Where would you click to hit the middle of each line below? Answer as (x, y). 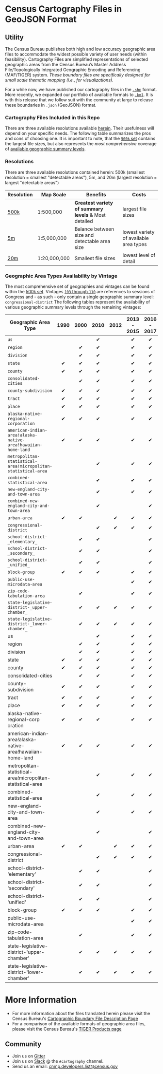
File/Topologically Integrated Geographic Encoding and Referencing (73, 70)
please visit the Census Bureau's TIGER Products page (67, 1029)
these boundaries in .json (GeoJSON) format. (51, 105)
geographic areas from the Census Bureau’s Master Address (65, 65)
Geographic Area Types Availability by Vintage (61, 276)
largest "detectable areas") (32, 182)
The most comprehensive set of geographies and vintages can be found (77, 286)
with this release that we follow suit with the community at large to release (79, 100)
